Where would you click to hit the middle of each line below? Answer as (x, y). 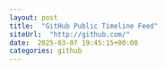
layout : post (34, 17)
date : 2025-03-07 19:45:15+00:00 (74, 43)
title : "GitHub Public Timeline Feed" (84, 26)
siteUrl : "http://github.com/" (70, 34)
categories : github (46, 51)
